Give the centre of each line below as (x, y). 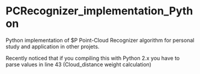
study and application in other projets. (53, 47)
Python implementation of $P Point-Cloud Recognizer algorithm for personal (100, 40)
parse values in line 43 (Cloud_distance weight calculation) (78, 64)
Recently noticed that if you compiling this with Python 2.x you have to (93, 58)
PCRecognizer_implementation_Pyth (99, 11)
